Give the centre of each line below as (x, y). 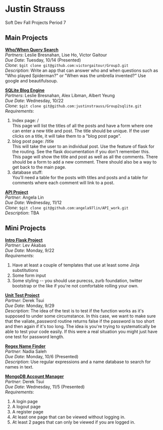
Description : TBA (22, 213)
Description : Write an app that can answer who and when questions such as (82, 70)
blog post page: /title (33, 141)
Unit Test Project (22, 295)
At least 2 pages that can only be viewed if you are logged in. (74, 422)
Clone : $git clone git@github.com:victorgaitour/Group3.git (67, 65)
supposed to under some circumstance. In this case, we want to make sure (81, 316)
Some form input (29, 275)
